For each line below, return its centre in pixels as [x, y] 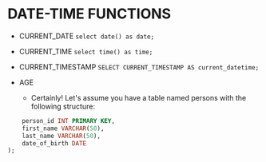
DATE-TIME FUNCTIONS [89, 14]
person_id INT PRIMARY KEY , [68, 121]
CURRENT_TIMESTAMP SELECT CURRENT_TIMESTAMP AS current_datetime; [139, 67]
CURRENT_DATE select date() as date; [87, 36]
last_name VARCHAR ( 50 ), [62, 136]
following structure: [63, 106]
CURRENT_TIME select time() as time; [86, 51]
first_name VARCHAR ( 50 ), [63, 128]
